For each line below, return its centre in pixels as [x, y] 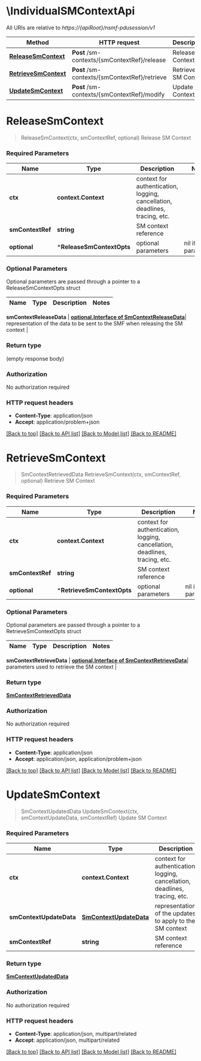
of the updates [175, 914]
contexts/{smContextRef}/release [119, 60]
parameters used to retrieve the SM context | [62, 667]
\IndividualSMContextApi [71, 11]
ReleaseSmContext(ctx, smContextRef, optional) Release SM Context [106, 137]
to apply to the [175, 921]
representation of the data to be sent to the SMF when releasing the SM [95, 324]
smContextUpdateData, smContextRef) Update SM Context [94, 817]
